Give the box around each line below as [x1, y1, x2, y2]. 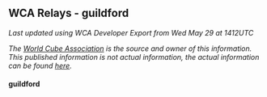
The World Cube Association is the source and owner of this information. [8, 44, 252, 53]
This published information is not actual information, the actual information [8, 52, 260, 61]
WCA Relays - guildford [8, 6, 129, 20]
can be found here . [8, 61, 73, 70]
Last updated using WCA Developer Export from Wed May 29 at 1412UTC [8, 27, 254, 37]
